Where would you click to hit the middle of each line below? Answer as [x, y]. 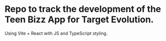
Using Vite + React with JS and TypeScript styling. [56, 33]
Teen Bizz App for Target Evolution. [79, 20]
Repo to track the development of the [83, 9]
